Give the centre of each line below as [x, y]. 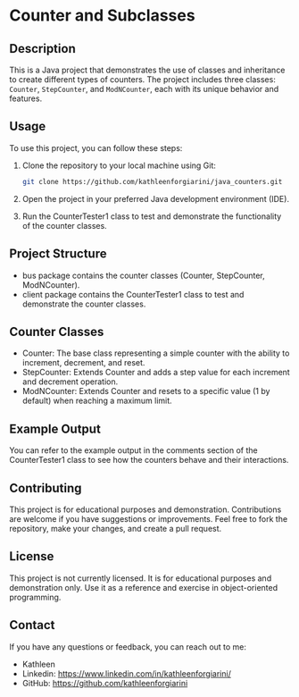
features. [26, 98]
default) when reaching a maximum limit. [97, 401]
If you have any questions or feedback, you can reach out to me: [128, 647]
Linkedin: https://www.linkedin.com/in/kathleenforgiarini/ [127, 673]
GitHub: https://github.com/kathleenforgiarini [105, 683]
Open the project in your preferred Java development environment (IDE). [156, 198]
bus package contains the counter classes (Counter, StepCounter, [143, 275]
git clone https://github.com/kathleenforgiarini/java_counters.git [152, 181]
